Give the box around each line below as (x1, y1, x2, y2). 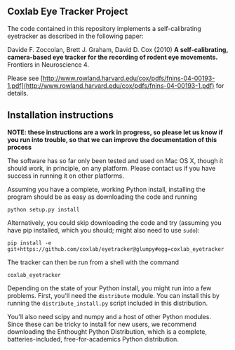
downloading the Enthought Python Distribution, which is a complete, (7, 327, 208, 336)
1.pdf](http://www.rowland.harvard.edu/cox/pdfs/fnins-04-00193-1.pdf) (7, 81, 215, 90)
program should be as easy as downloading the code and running (7, 193, 198, 201)
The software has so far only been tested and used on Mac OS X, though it (7, 156, 223, 164)
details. (7, 89, 29, 97)
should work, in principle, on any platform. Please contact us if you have (7, 164, 216, 172)
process (7, 143, 32, 151)
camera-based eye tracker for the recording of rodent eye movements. (7, 53, 218, 61)
